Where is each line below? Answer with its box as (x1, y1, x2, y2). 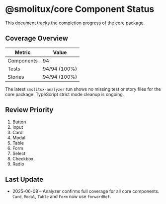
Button (12, 119, 26, 125)
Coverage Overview (5, 34, 69, 43)
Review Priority (5, 105, 54, 114)
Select (12, 150, 26, 156)
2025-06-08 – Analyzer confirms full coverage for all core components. (12, 188, 160, 194)
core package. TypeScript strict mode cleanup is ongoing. (5, 91, 124, 97)
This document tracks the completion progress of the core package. (5, 20, 145, 26)
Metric (14, 49, 31, 55)
